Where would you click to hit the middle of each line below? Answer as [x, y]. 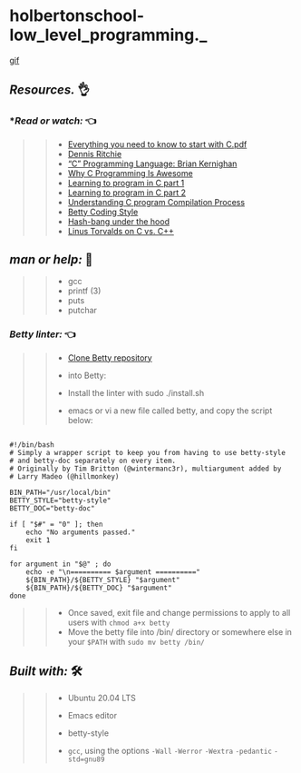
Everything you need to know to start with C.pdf [157, 144]
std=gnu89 [86, 759]
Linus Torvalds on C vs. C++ [121, 231]
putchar [83, 311]
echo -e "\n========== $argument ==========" [113, 572]
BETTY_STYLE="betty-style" [60, 500]
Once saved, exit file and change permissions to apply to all [179, 612]
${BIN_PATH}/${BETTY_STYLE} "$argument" [103, 580]
